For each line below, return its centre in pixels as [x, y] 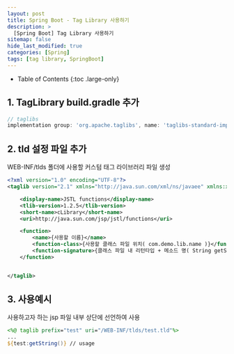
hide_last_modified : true [45, 46]
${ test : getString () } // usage [51, 344]
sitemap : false [29, 40]
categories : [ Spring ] [39, 53]
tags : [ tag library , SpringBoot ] [56, 59]
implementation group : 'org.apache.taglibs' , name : [84, 125]
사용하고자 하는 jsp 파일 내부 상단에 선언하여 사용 [74, 317]
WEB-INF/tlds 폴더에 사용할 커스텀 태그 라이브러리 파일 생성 [89, 167]
